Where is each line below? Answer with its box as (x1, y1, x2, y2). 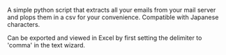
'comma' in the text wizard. (7, 41, 86, 49)
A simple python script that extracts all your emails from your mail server (7, 6, 216, 14)
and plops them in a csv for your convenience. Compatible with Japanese (7, 13, 219, 21)
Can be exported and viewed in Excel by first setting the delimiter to (7, 34, 202, 42)
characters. (7, 21, 40, 28)
